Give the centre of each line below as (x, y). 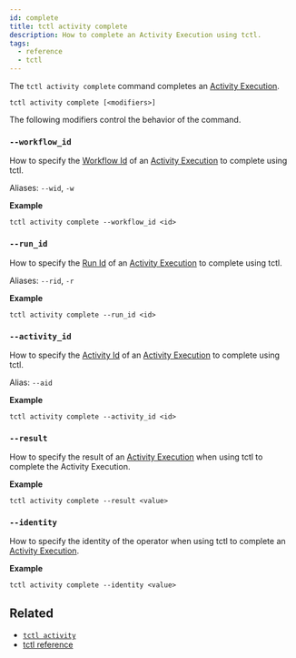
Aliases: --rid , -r (42, 280)
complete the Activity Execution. (70, 467)
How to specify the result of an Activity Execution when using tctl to (136, 457)
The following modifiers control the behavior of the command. (125, 120)
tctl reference (48, 645)
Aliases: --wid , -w (42, 188)
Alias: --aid (31, 382)
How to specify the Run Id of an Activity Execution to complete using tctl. (146, 263)
